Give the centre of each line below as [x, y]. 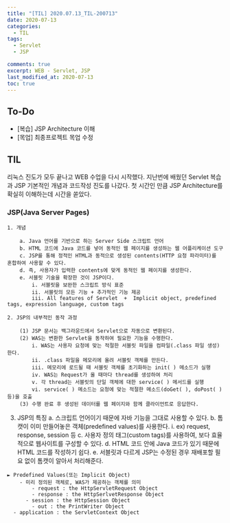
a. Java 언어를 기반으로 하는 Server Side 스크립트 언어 [92, 242]
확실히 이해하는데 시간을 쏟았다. [49, 194]
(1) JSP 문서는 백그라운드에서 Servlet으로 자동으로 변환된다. [97, 331]
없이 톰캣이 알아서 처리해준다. [64, 461]
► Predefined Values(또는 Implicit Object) [69, 476]
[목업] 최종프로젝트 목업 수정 [55, 138]
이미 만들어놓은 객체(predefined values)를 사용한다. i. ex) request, [120, 427]
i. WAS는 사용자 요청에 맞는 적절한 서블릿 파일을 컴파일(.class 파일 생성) [126, 346]
